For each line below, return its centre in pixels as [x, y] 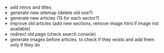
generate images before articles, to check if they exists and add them [82, 39]
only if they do [25, 45]
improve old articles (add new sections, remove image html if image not [84, 23]
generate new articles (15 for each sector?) [55, 18]
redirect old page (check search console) [53, 34]
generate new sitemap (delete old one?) [51, 13]
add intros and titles [31, 7]
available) [20, 29]
